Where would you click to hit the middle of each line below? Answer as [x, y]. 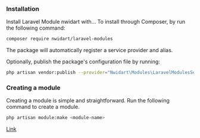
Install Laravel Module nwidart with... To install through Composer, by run [96, 22]
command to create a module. [43, 107]
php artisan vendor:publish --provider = [57, 73]
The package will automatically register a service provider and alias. [90, 50]
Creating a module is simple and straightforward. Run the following [88, 101]
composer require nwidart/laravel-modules [60, 39]
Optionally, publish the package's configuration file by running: [83, 62]
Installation [23, 9]
